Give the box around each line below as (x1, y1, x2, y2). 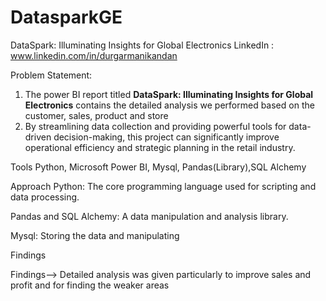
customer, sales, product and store (24, 109, 169, 121)
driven (24, 131, 52, 143)
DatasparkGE (10, 6, 123, 29)
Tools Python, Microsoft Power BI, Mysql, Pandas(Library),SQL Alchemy (10, 161, 307, 173)
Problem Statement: (10, 69, 93, 81)
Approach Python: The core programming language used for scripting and (10, 180, 317, 192)
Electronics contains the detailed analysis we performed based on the (24, 99, 315, 111)
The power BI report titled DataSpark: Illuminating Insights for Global (24, 88, 314, 100)
